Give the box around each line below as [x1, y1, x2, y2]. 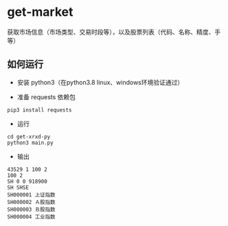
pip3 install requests [7, 106, 72, 114]
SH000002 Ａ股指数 [7, 198, 56, 205]
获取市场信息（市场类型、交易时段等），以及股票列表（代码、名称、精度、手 [7, 28, 221, 36]
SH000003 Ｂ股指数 [7, 206, 56, 213]
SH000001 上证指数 [7, 191, 56, 198]
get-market [7, 4, 73, 20]
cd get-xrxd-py [7, 133, 51, 140]
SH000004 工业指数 [7, 213, 56, 220]
